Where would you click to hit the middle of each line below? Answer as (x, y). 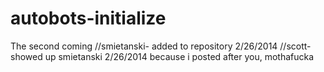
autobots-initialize (88, 18)
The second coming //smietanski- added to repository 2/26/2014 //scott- (161, 46)
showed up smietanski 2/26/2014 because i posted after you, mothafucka (162, 56)
